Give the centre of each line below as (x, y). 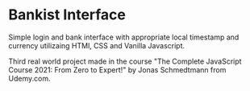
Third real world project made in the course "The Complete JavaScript (125, 61)
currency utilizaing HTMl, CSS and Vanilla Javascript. (97, 45)
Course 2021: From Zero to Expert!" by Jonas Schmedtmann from (117, 69)
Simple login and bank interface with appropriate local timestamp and (124, 37)
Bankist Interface (67, 15)
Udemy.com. (29, 78)
